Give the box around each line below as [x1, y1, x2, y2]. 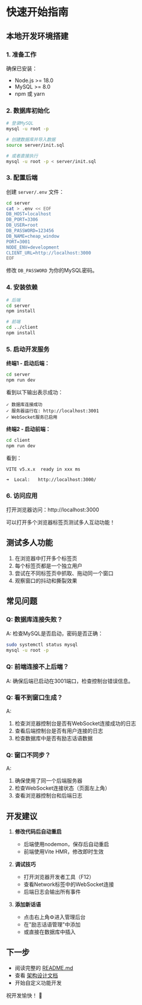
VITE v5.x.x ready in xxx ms [6, 466, 81, 472]
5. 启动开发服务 [6, 345, 50, 353]
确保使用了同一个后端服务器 [14, 777, 83, 784]
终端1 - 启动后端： [6, 360, 50, 367]
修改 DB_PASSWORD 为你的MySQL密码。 [6, 267, 98, 274]
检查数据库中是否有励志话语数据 [14, 734, 93, 742]
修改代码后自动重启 [14, 828, 62, 835]
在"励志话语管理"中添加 [23, 921, 81, 928]
